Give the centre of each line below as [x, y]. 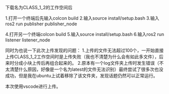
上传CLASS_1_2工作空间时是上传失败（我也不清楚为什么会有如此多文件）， [82, 57]
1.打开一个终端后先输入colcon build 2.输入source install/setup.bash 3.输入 [82, 18]
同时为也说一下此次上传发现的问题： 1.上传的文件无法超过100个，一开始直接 [84, 50]
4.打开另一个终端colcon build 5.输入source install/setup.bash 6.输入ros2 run [85, 34]
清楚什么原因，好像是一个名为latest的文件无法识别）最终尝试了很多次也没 [86, 69]
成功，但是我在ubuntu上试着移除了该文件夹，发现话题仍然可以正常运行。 [82, 76]
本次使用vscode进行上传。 [33, 86]
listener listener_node [28, 40]
